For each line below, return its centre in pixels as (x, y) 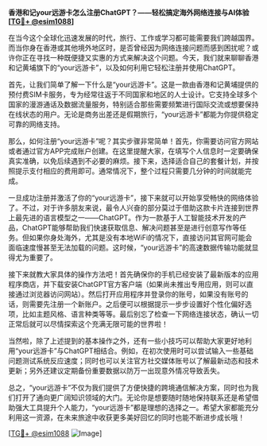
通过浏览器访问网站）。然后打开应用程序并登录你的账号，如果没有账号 (128, 294)
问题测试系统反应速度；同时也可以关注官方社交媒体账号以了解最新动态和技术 (133, 361)
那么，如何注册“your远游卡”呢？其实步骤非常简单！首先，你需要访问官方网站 (133, 141)
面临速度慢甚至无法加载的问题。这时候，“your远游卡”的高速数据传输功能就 (130, 247)
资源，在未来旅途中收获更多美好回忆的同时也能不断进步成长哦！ (140, 417)
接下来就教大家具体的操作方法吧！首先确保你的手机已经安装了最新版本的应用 (133, 274)
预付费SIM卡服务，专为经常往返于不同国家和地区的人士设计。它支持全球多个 (133, 94)
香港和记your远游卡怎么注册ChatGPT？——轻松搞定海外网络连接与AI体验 (129, 12)
